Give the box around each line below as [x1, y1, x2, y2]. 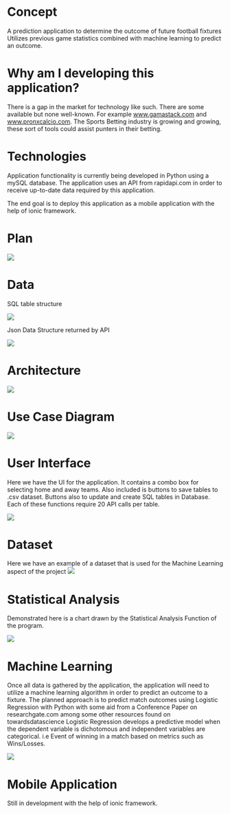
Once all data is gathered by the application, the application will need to [7, 681, 209, 690]
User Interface [7, 455, 91, 471]
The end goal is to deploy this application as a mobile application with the [7, 199, 215, 207]
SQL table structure [7, 299, 62, 307]
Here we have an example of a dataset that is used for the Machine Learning [7, 559, 223, 568]
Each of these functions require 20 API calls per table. [7, 500, 160, 508]
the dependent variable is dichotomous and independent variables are [7, 725, 206, 733]
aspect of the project [7, 568, 67, 576]
